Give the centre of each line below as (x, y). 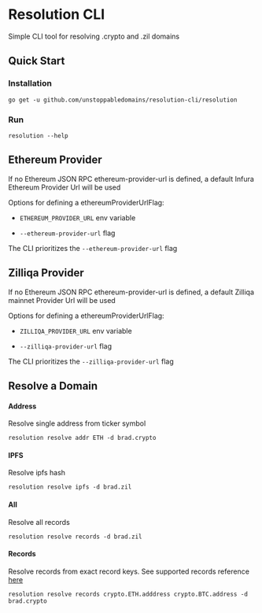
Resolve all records (39, 522)
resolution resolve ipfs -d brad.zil (70, 487)
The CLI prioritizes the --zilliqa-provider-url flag (91, 361)
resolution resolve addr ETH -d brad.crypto (82, 438)
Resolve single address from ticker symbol (77, 423)
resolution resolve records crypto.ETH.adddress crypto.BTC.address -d (128, 594)
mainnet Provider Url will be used (62, 300)
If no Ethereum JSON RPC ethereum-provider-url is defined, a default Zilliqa (131, 292)
